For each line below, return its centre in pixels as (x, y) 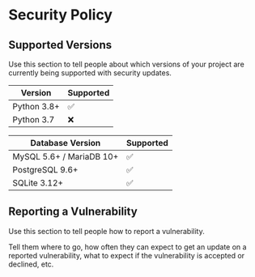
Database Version (66, 143)
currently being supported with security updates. (90, 73)
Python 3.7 (34, 119)
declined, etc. (31, 264)
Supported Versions (60, 45)
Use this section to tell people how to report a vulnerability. (106, 231)
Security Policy (61, 15)
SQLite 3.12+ (38, 183)
